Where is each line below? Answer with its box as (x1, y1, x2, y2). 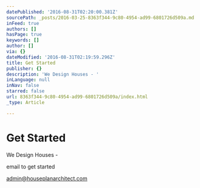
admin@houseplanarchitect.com (6, 175, 88, 182)
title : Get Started (6, 60, 56, 66)
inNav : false (6, 83, 40, 89)
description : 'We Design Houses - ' (6, 71, 99, 77)
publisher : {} (6, 65, 43, 72)
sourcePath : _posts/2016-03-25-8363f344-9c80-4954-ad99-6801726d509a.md (6, 15, 195, 21)
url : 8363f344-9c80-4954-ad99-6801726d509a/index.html (6, 94, 148, 100)
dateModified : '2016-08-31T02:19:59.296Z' (6, 54, 116, 60)
